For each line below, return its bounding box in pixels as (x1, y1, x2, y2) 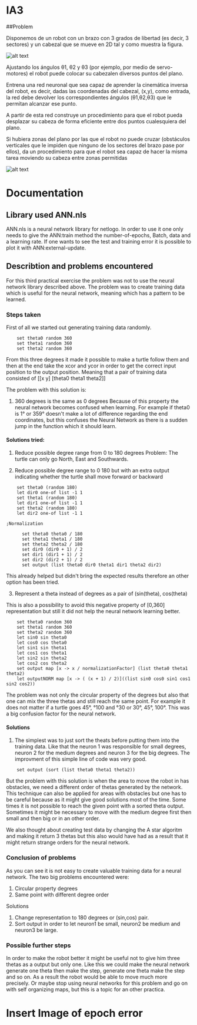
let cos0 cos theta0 (16, 640, 67, 646)
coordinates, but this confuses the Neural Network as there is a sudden (14, 416, 188, 423)
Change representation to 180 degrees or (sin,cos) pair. (14, 914, 149, 921)
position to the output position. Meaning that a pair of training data (6, 369, 167, 376)
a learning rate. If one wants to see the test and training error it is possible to (6, 238, 192, 245)
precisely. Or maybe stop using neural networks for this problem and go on (6, 980, 188, 987)
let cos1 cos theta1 (16, 650, 67, 656)
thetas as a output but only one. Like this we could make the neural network (6, 961, 190, 968)
